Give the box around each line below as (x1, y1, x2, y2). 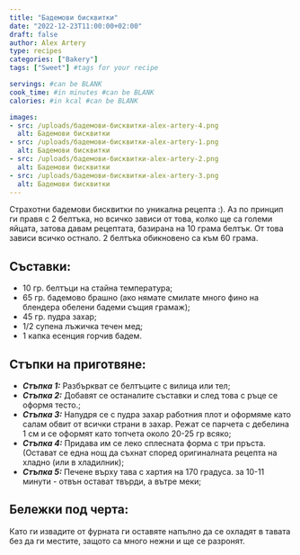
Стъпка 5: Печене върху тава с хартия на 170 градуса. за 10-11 (22, 467, 265, 477)
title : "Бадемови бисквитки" (9, 13, 119, 22)
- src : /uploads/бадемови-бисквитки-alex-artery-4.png (9, 121, 219, 130)
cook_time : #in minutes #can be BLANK (9, 87, 154, 97)
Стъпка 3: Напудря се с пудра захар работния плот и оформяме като (22, 409, 292, 419)
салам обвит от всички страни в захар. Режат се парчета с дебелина (22, 419, 290, 429)
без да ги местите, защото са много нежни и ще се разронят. (9, 535, 245, 546)
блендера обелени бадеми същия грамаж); (22, 302, 190, 313)
